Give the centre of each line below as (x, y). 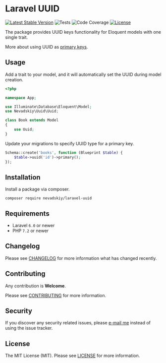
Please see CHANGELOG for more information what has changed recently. (81, 258)
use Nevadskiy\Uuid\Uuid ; (32, 111)
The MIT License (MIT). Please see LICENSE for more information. (73, 356)
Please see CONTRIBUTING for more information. (56, 295)
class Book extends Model (32, 120)
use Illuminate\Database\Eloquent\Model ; (49, 107)
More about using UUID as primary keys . (47, 47)
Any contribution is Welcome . (35, 286)
